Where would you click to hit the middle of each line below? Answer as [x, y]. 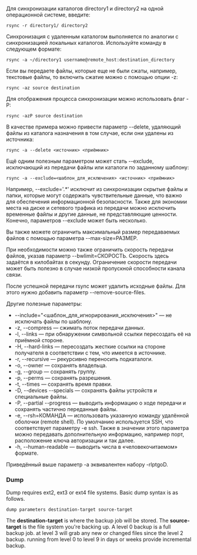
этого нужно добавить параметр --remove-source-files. [76, 292]
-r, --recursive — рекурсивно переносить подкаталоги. [84, 359]
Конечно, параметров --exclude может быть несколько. [77, 220]
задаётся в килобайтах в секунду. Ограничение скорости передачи [91, 262]
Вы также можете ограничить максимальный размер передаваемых [93, 232]
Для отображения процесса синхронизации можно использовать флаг [96, 99]
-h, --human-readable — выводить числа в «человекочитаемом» [96, 447]
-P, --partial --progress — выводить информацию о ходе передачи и [100, 403]
